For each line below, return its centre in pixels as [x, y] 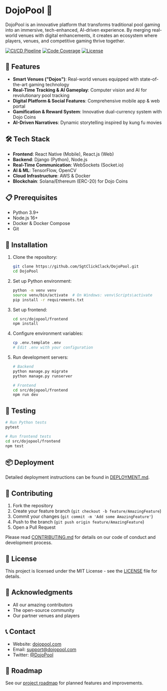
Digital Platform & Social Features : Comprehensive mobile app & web [86, 101]
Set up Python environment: [42, 281]
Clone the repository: [35, 257]
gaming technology [49, 84]
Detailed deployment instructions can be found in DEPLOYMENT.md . [77, 477]
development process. [29, 542]
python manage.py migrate [40, 371]
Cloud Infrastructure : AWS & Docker [52, 176]
